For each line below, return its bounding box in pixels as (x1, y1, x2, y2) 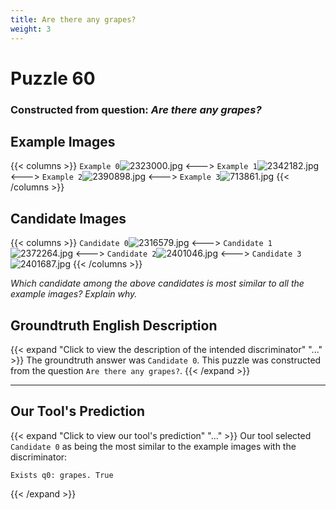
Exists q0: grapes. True (10, 470, 114, 480)
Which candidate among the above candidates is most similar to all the (10, 277, 305, 290)
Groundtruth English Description (10, 317, 218, 334)
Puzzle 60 (10, 67, 96, 90)
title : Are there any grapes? (10, 14, 137, 25)
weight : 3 (10, 24, 52, 34)
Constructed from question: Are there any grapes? (10, 102, 262, 116)
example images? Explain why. (10, 288, 138, 300)
